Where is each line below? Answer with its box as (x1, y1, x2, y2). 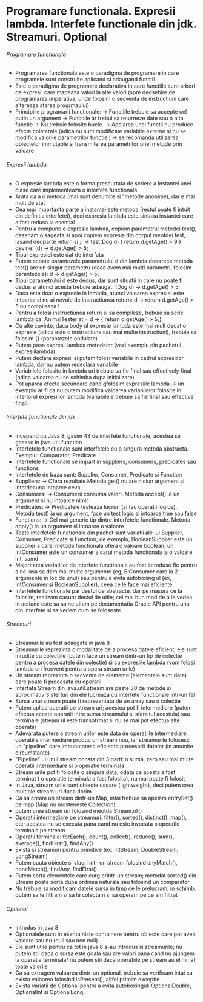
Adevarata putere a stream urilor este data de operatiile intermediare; (15, 730, 188, 737)
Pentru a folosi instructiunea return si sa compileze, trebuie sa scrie (15, 309, 184, 316)
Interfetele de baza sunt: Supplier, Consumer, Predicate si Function (15, 471, 182, 478)
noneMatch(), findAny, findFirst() (15, 865, 98, 872)
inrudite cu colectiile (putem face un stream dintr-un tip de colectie (15, 652, 182, 659)
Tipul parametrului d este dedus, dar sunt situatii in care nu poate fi (15, 277, 183, 284)
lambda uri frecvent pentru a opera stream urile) (15, 665, 135, 672)
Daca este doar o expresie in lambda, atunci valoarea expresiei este (15, 289, 185, 297)
